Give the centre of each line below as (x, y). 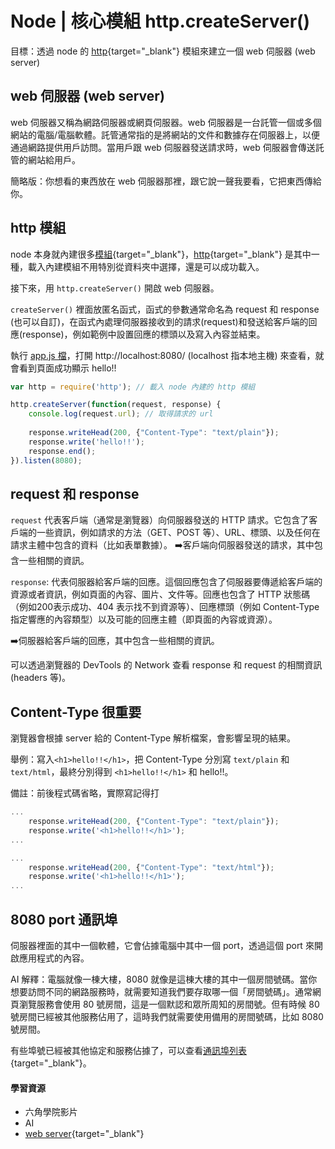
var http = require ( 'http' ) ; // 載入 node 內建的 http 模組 (133, 387)
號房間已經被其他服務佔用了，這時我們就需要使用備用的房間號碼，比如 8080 (167, 1016)
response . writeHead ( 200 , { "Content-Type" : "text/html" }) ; (151, 867)
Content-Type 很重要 (76, 712)
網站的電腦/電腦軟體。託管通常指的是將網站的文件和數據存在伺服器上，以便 (165, 134)
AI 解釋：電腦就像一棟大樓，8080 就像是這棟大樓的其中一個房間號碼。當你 (164, 979)
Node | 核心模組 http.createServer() (160, 21)
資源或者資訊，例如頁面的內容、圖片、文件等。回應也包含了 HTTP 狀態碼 (160, 594)
